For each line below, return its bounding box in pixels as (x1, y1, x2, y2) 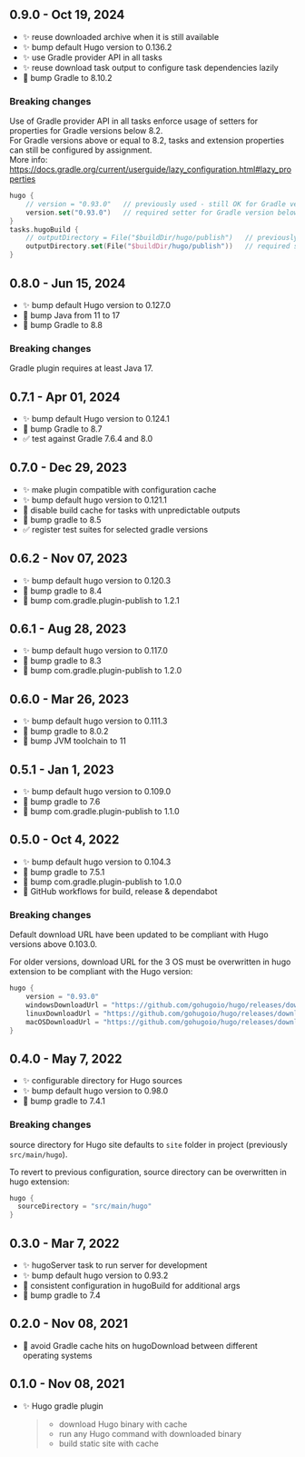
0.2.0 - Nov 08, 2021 (9, 1316, 129, 1332)
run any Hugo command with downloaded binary (58, 1428, 242, 1439)
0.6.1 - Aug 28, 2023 (9, 622, 127, 637)
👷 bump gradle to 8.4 (22, 585, 103, 596)
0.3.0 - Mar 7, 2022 (9, 1235, 120, 1251)
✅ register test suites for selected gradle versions (22, 524, 209, 534)
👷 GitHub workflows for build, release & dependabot (22, 885, 218, 896)
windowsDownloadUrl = (25, 1000, 107, 1010)
